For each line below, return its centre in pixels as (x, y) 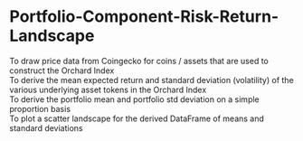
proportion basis (40, 108)
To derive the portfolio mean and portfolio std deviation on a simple (134, 99)
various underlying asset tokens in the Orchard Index (108, 89)
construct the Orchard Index (62, 70)
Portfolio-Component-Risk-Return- (144, 17)
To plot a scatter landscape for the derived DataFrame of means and (137, 118)
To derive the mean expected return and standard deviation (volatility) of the (151, 80)
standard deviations (46, 127)
